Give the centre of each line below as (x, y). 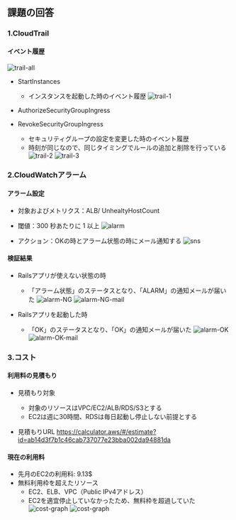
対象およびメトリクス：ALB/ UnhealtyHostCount (89, 210)
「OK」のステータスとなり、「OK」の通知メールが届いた (110, 330)
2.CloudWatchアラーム (47, 175)
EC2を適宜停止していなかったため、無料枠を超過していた (112, 501)
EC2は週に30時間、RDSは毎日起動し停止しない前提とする (112, 416)
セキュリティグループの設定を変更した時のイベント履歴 (108, 139)
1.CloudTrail (28, 33)
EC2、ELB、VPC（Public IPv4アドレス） (88, 492)
